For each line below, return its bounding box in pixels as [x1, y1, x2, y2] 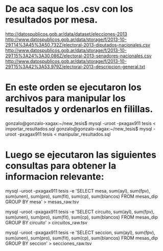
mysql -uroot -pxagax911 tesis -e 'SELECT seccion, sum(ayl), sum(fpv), [5, 229, 156, 236]
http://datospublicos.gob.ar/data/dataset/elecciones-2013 [5, 31, 128, 37]
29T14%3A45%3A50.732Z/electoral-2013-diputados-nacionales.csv [5, 41, 151, 48]
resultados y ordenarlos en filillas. [5, 103, 153, 115]
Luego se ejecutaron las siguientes [5, 149, 157, 161]
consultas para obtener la [5, 160, 117, 172]
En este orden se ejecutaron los [5, 81, 142, 93]
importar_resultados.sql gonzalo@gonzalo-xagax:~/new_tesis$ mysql [5, 126, 152, 132]
